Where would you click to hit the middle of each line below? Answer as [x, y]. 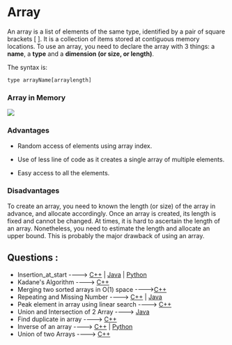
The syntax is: [27, 67]
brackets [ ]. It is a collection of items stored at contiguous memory [103, 38]
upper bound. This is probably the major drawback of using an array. [106, 235]
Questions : [33, 258]
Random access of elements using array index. [85, 146]
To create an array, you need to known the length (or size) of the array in [111, 206]
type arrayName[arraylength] [49, 80]
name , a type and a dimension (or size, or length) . [81, 54]
